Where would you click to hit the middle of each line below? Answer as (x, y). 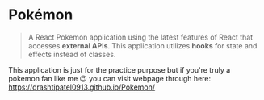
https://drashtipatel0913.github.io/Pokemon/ (82, 87)
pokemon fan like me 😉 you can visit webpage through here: (110, 78)
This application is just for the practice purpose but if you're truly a (119, 69)
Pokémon (41, 15)
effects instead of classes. (72, 54)
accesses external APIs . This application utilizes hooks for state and (142, 45)
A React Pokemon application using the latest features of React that (140, 37)
